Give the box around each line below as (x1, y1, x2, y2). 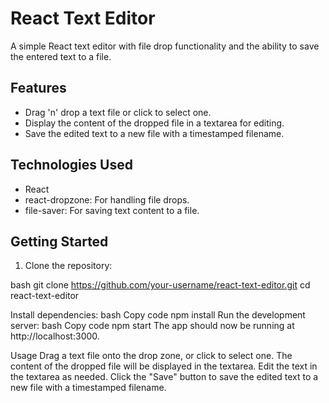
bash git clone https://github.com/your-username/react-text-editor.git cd (10, 279, 311, 291)
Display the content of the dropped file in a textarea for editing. (24, 117, 285, 129)
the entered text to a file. (10, 50, 112, 62)
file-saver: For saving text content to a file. (24, 204, 200, 216)
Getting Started (10, 233, 109, 250)
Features (10, 80, 67, 97)
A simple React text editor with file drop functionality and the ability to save (10, 40, 320, 52)
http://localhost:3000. (10, 330, 100, 342)
